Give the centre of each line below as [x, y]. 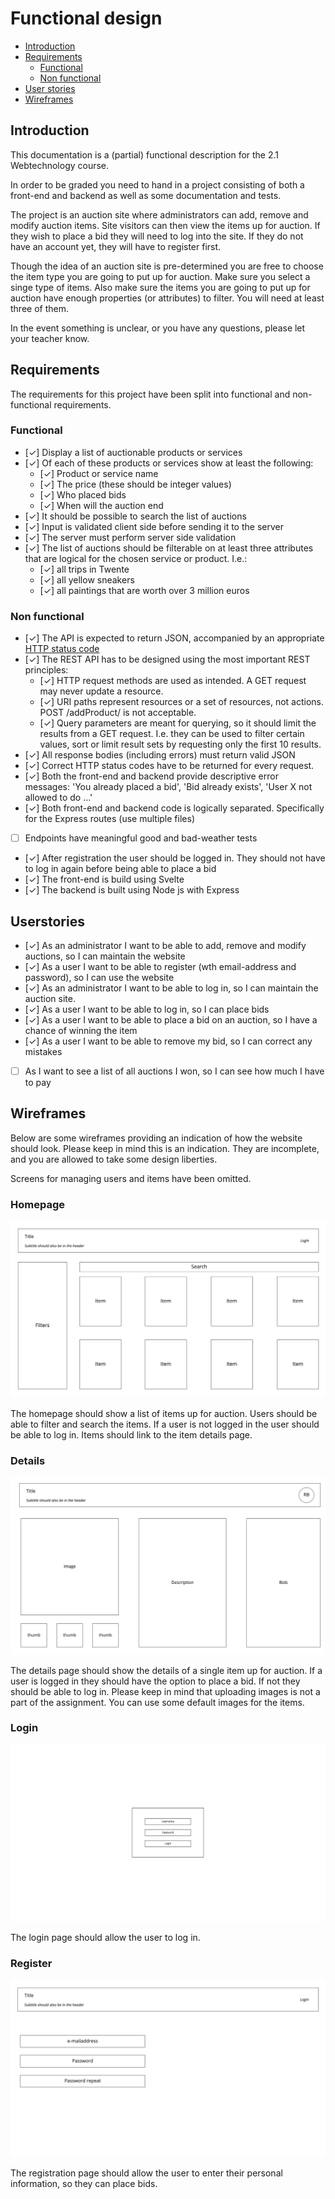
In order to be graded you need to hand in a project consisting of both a [157, 184]
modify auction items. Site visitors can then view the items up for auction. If [165, 225]
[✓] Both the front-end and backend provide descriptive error [151, 776]
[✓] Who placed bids [83, 494]
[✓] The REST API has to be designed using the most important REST [167, 659]
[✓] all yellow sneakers [87, 579]
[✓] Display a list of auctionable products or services [133, 452]
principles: [46, 670]
